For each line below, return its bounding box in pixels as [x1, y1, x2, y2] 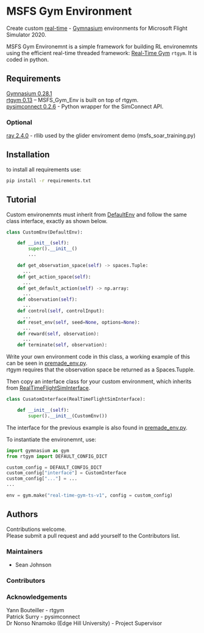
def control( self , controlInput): [17, 308, 105, 314]
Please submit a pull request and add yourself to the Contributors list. [6, 532, 181, 539]
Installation [6, 150, 50, 160]
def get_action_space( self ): [17, 274, 91, 280]
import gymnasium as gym [6, 447, 69, 453]
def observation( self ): [17, 296, 78, 303]
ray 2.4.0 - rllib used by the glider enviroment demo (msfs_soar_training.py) [6, 132, 196, 139]
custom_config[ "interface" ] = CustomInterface [6, 470, 127, 476]
